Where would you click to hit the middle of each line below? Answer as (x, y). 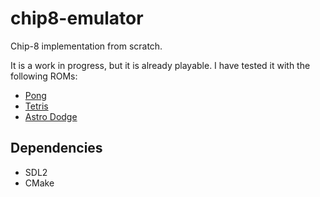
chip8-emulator (77, 18)
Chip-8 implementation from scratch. (86, 46)
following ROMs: (44, 76)
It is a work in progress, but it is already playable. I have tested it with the (160, 65)
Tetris (36, 106)
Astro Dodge (51, 116)
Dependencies (56, 148)
